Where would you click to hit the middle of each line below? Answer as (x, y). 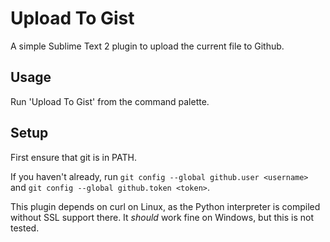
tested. (25, 228)
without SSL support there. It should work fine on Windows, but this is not (162, 217)
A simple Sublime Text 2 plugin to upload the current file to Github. (147, 46)
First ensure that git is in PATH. (73, 157)
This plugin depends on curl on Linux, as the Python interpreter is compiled (165, 206)
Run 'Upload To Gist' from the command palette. (110, 101)
